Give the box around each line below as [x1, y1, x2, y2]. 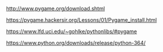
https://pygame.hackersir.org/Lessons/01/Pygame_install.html [6, 17, 157, 23]
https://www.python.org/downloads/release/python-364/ [6, 40, 146, 46]
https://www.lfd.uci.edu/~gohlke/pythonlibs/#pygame [6, 28, 138, 35]
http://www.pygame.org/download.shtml [6, 5, 106, 12]
